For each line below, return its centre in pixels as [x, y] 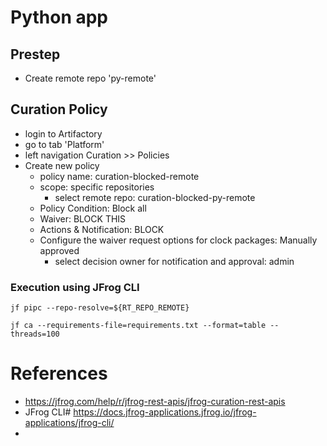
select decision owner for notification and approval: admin [174, 261]
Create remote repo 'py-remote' [90, 78]
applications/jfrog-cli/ [69, 423]
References [59, 373]
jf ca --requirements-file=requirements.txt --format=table [138, 326]
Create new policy [62, 165]
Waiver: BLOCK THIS [83, 218]
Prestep [35, 54]
